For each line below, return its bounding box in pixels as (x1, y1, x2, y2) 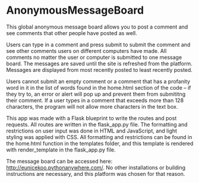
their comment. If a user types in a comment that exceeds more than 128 (6, 96, 184, 104)
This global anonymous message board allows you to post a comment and (6, 23, 188, 30)
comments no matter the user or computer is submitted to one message (6, 53, 182, 61)
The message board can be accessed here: (6, 157, 113, 165)
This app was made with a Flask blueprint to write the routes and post (6, 114, 177, 122)
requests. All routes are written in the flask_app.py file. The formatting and (6, 121, 188, 128)
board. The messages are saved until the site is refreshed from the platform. (6, 60, 192, 67)
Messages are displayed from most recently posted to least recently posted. (6, 66, 193, 73)
